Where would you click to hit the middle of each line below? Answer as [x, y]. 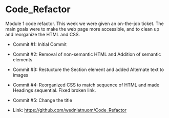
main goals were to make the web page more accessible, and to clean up [82, 29]
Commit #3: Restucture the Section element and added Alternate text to [88, 69]
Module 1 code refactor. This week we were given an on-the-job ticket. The [84, 23]
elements [23, 59]
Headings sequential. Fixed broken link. [54, 90]
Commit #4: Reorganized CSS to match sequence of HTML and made [86, 85]
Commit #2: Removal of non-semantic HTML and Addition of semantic [87, 54]
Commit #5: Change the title [43, 100]
